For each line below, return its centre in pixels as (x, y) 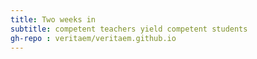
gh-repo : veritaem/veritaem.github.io (93, 38)
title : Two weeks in (53, 19)
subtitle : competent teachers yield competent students (129, 29)
